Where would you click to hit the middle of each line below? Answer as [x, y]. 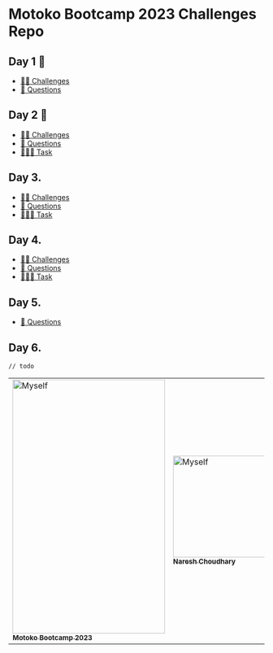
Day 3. [25, 178]
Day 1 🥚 [27, 61]
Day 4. [25, 240]
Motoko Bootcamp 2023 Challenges [133, 14]
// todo [22, 367]
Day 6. [25, 348]
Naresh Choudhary [205, 562]
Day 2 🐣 [28, 115]
